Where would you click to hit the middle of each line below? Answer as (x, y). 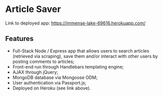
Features (19, 39)
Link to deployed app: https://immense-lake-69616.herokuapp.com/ (75, 23)
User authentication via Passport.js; (49, 82)
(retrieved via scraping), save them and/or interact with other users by (85, 56)
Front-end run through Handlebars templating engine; (68, 66)
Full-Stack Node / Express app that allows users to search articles (81, 50)
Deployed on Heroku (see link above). (52, 88)
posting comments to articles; (43, 61)
